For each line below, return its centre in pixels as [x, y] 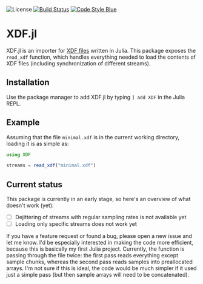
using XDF [19, 154]
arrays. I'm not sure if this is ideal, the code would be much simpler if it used [101, 268]
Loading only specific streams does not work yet [76, 224]
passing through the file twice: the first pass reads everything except [92, 256]
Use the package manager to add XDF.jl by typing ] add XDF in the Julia [96, 97]
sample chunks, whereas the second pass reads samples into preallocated [99, 262]
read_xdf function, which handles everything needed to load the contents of [101, 57]
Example [23, 123]
